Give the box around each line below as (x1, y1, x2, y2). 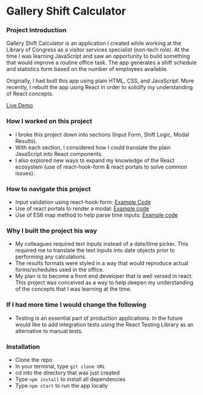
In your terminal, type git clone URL (15, 362, 105, 370)
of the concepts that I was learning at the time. (15, 285, 132, 292)
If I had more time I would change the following (6, 300, 147, 309)
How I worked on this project (6, 117, 93, 126)
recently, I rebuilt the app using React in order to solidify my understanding (6, 84, 193, 91)
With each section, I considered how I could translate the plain (15, 144, 171, 151)
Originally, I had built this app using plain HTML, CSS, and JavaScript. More (6, 77, 195, 84)
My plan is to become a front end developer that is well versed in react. (15, 272, 193, 280)
